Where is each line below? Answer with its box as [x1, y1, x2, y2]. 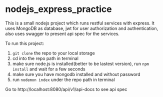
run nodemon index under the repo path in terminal [12, 76, 115, 82]
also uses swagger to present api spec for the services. [5, 30, 120, 36]
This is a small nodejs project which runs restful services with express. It [5, 20, 155, 26]
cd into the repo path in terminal [12, 55, 79, 61]
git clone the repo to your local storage [12, 50, 95, 56]
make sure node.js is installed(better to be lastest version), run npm [12, 60, 149, 66]
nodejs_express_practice [5, 3, 112, 15]
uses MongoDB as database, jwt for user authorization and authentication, [5, 25, 158, 31]
